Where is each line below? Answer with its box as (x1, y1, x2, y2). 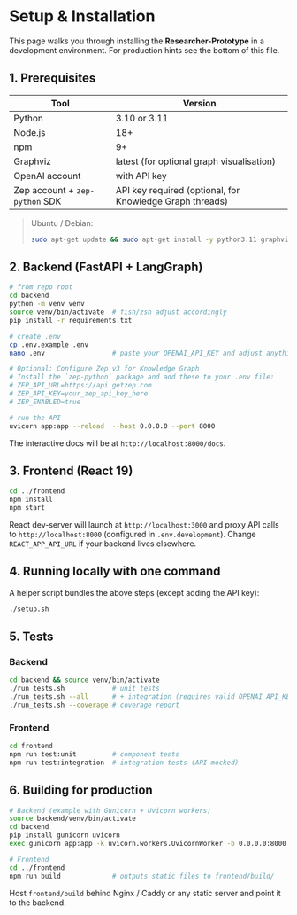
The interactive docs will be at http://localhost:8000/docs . (9, 437, 226, 449)
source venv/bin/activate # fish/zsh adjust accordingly (9, 308, 227, 317)
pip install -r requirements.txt (9, 316, 133, 325)
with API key (115, 169, 167, 182)
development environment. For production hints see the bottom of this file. (9, 44, 280, 55)
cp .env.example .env (9, 340, 89, 349)
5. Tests (9, 630, 54, 645)
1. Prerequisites (9, 71, 96, 86)
